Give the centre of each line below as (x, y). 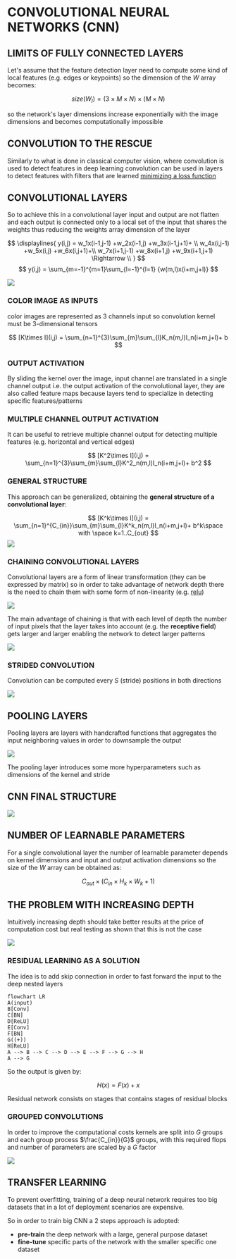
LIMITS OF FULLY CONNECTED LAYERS (95, 53)
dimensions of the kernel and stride (59, 775)
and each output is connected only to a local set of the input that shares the (117, 222)
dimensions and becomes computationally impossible (85, 121)
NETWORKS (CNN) (63, 27)
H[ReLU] (19, 1046)
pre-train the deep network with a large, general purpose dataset (112, 1234)
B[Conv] (19, 1009)
